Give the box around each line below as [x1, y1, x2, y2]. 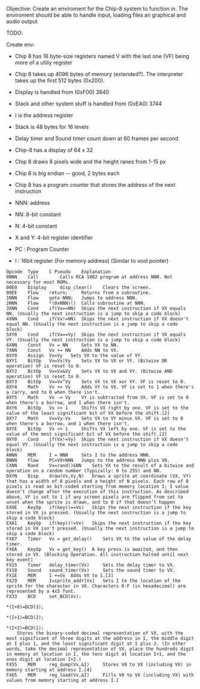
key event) [6, 557, 34, 563]
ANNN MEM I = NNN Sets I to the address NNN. [6, 452, 151, 458]
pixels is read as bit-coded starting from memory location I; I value [6, 484, 189, 490]
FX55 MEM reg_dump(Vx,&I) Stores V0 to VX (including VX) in [6, 661, 192, 667]
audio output [6, 18, 38, 25]
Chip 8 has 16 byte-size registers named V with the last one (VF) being [14, 53, 190, 59]
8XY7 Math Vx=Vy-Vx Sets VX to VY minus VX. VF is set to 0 [6, 415, 184, 421]
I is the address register [14, 112, 74, 119]
